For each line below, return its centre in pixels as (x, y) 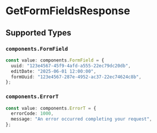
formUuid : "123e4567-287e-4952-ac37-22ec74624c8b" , (76, 77)
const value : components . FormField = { (55, 60)
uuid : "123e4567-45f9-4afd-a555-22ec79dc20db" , (71, 66)
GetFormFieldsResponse (68, 11)
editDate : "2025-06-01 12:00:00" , (54, 71)
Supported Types (39, 33)
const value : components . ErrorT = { (51, 108)
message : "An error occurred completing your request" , (81, 119)
